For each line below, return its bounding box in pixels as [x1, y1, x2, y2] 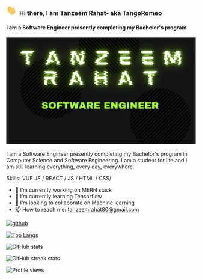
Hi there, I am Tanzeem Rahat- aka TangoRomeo [19, 8, 162, 17]
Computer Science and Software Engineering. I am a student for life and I [6, 156, 188, 164]
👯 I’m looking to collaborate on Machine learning [14, 199, 135, 206]
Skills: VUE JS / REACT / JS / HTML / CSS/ [6, 174, 112, 182]
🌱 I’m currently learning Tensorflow [14, 192, 102, 200]
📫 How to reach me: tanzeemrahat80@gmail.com [14, 206, 139, 213]
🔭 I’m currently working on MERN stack [14, 186, 112, 194]
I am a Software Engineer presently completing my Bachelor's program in [6, 150, 188, 158]
